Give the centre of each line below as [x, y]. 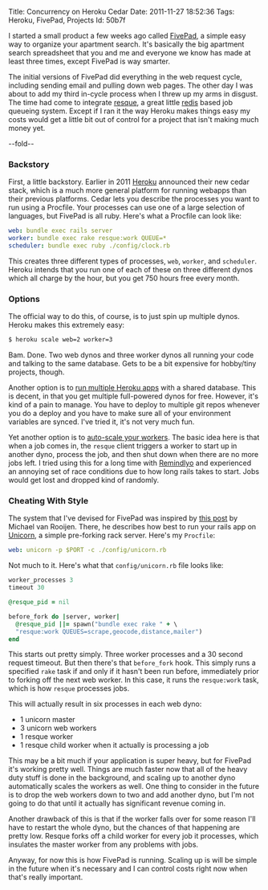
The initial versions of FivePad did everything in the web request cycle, [125, 77]
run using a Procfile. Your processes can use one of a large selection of [126, 207]
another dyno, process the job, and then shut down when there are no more [134, 455]
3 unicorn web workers [58, 728]
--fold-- [21, 143]
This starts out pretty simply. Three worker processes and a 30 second [126, 655]
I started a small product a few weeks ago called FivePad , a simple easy [127, 36]
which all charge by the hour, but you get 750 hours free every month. [124, 278]
